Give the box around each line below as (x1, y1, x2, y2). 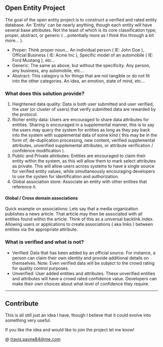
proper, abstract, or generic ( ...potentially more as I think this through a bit (5, 32, 154, 38)
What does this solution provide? (5, 90, 85, 97)
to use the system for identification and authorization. (12, 174, 119, 180)
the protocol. (12, 111, 38, 117)
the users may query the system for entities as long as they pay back (12, 127, 150, 133)
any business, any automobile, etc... (12, 68, 84, 73)
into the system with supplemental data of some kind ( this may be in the (12, 132, 158, 138)
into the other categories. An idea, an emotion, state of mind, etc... (12, 78, 145, 84)
